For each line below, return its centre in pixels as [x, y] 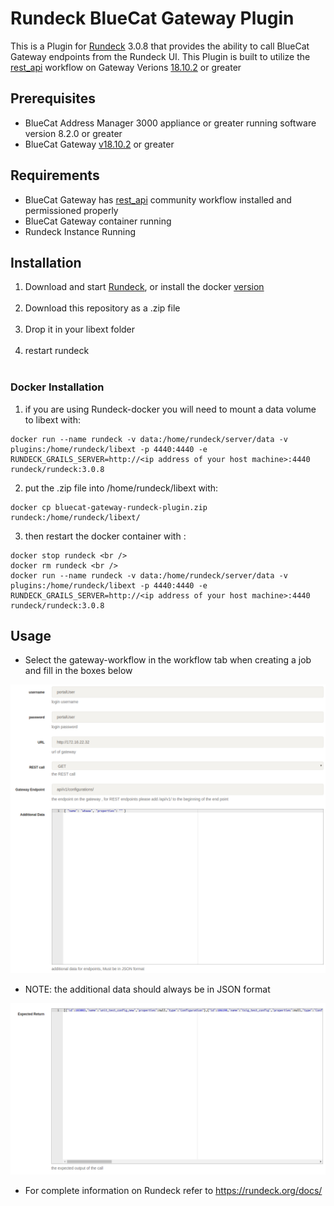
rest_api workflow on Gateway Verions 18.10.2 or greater [126, 67]
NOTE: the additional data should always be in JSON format [147, 989]
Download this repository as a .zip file [102, 308]
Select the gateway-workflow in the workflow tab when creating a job [168, 660]
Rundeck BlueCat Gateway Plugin [152, 18]
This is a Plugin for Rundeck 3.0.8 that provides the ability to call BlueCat [160, 46]
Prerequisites [53, 98]
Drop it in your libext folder [80, 329]
